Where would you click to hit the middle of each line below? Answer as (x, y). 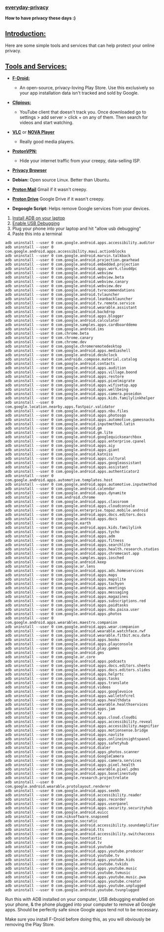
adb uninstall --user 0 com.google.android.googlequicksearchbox (73, 437)
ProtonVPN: (25, 151)
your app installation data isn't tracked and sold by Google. (79, 93)
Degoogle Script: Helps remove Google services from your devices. (81, 208)
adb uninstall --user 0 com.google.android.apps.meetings (66, 588)
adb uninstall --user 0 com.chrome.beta (47, 333)
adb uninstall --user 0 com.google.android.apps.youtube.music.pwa (76, 877)
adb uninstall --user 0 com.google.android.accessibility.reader (73, 795)
